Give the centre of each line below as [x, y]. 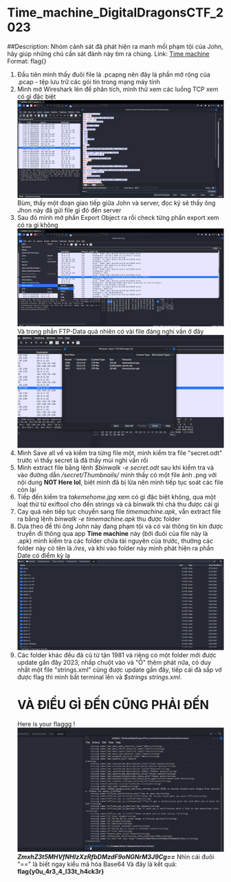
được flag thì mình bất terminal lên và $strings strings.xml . [99, 677]
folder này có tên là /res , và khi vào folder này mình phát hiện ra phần [115, 548]
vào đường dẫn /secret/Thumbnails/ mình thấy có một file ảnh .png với [117, 474]
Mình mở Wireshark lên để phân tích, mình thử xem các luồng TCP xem [118, 89]
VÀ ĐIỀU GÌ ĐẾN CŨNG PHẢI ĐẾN [113, 705]
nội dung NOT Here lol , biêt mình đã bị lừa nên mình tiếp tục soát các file [120, 482]
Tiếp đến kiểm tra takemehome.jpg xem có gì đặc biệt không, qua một [117, 497]
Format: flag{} [27, 61]
